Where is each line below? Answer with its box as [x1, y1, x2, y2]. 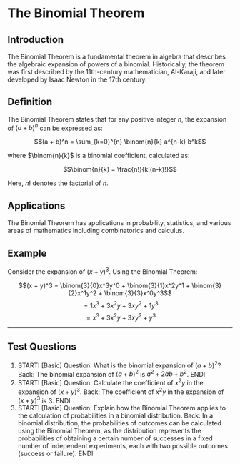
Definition [7, 96, 52, 108]
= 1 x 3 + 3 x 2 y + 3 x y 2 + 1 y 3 [84, 300, 159, 310]
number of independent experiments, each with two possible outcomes [17, 442, 229, 450]
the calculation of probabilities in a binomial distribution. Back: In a [17, 411, 214, 420]
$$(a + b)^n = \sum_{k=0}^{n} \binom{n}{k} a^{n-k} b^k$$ [34, 137, 206, 146]
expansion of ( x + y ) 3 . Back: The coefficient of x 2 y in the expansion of [17, 386, 224, 396]
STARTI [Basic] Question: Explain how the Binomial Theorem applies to [17, 404, 226, 413]
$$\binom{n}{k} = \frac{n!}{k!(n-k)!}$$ [63, 165, 177, 174]
